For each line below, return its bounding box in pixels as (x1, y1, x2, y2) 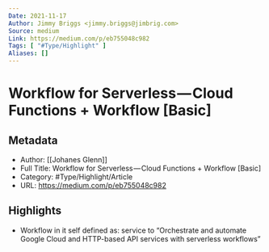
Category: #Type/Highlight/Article (19, 172, 133, 182)
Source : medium (8, 27, 60, 35)
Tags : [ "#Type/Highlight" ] (8, 42, 107, 50)
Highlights (8, 204, 62, 218)
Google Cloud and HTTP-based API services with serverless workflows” (19, 233, 261, 243)
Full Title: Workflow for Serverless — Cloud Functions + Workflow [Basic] (19, 163, 262, 173)
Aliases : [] (8, 49, 48, 57)
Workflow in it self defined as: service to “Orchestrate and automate (19, 225, 247, 235)
